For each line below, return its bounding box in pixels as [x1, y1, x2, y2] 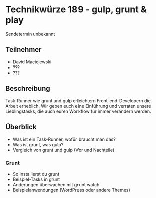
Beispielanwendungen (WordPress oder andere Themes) [12, 187, 131, 193]
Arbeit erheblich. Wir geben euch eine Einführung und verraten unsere [5, 103, 151, 109]
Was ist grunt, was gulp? [12, 142, 64, 148]
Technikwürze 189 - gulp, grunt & [5, 4, 147, 15]
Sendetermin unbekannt [5, 31, 55, 37]
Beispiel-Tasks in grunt [12, 176, 60, 182]
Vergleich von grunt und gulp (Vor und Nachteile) [12, 147, 115, 153]
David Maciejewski [12, 59, 52, 65]
